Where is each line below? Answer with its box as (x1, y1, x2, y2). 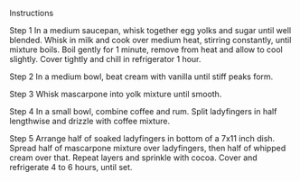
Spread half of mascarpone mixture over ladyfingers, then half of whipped (9, 143, 286, 153)
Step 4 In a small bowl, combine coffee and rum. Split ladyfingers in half (9, 106, 277, 116)
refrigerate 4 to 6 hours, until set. (9, 162, 133, 172)
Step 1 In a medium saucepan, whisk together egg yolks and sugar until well (9, 25, 292, 35)
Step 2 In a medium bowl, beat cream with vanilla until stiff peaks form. (9, 71, 274, 82)
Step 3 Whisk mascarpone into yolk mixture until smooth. (9, 89, 222, 99)
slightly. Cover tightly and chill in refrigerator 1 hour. (9, 54, 202, 64)
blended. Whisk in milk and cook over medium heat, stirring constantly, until (9, 35, 292, 45)
